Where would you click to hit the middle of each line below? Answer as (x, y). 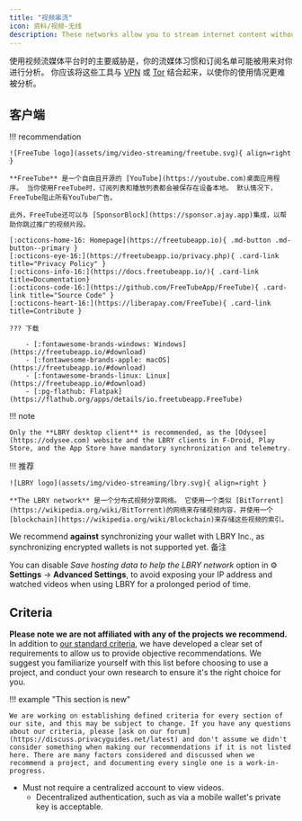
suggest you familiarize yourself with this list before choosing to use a (139, 663)
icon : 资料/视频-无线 (46, 26)
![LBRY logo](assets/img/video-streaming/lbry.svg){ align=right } (138, 483)
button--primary (40, 248)
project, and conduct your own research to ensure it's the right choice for (145, 672)
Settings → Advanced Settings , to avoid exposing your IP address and (141, 575)
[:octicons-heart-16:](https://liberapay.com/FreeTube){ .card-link (140, 303)
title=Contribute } (46, 311)
